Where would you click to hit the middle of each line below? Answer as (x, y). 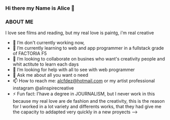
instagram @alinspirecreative (43, 88)
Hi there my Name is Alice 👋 (40, 8)
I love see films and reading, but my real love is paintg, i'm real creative (80, 33)
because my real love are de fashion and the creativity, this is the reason (89, 101)
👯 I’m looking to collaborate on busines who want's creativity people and (89, 59)
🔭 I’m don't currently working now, (49, 43)
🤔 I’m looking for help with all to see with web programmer (74, 70)
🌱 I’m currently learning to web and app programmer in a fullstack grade (88, 48)
